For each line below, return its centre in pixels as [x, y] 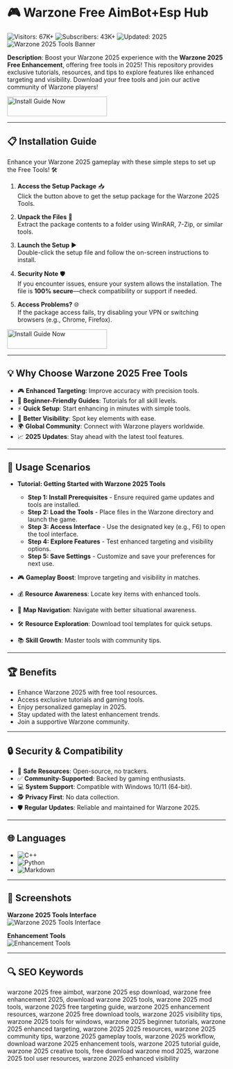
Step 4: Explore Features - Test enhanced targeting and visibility [120, 541]
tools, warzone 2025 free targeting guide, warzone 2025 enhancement [109, 1007]
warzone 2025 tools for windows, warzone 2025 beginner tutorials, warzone [116, 1022]
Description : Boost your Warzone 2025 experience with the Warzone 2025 [115, 57]
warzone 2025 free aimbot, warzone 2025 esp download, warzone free [109, 992]
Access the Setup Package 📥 [61, 186]
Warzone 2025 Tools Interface [52, 914]
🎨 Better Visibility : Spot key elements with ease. [86, 418]
